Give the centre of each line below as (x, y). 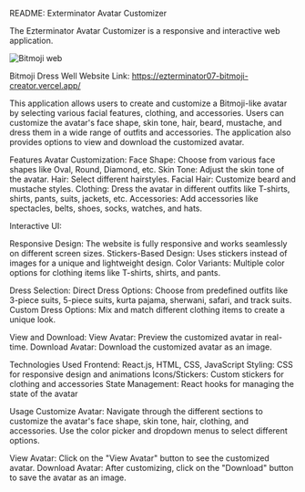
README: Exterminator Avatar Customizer (88, 13)
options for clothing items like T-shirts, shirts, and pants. (115, 272)
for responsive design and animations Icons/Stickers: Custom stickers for (147, 374)
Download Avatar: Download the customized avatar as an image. (151, 347)
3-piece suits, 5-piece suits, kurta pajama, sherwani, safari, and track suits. (151, 300)
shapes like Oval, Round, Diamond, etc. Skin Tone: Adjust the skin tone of (147, 169)
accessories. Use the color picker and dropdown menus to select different (149, 431)
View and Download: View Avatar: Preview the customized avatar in (136, 337)
